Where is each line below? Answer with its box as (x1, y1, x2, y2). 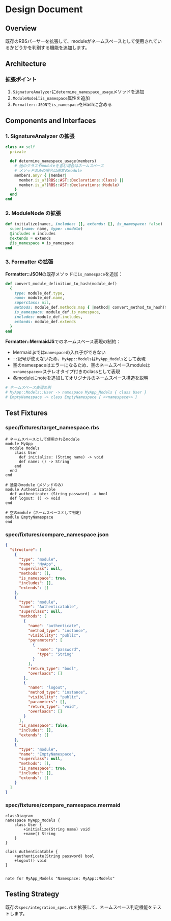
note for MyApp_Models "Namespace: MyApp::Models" (5, 876, 115, 881)
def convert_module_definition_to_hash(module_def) (5, 281, 117, 286)
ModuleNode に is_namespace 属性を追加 (12, 95, 90, 101)
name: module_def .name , (14, 295, 65, 301)
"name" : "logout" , (27, 685, 67, 690)
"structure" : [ (10, 547, 42, 552)
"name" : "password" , (37, 647, 81, 652)
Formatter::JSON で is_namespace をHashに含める (12, 101, 112, 107)
